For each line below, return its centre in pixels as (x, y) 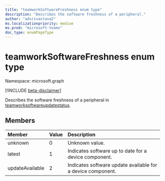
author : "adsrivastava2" (30, 19)
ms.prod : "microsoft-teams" (34, 28)
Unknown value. (86, 143)
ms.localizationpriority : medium (39, 23)
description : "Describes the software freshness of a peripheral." (76, 14)
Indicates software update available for (112, 165)
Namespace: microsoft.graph (35, 81)
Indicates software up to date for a (107, 151)
